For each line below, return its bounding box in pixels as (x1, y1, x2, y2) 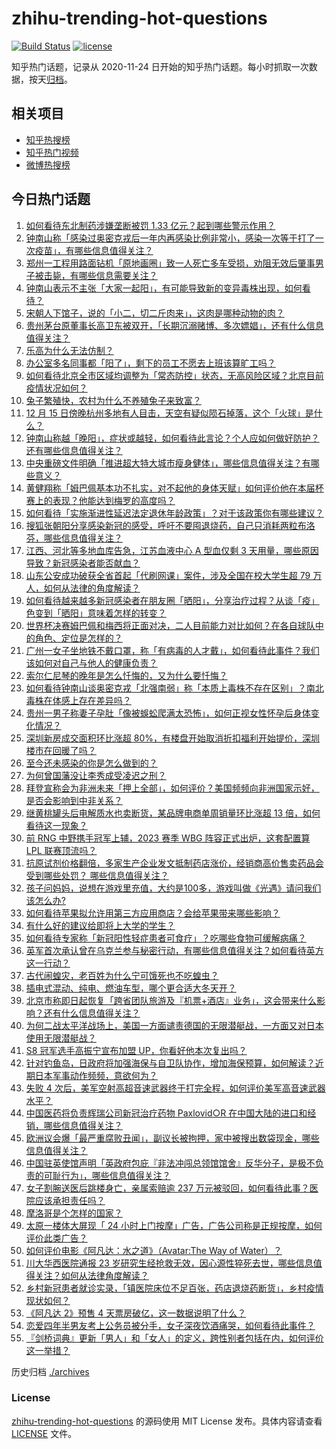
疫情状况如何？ (25, 382, 88, 394)
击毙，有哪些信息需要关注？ (43, 269, 158, 281)
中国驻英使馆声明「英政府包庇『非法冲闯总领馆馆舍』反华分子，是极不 (25, 1157, 316, 1169)
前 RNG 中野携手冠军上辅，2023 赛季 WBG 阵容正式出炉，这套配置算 (25, 832, 311, 844)
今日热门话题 (11, 191, 91, 208)
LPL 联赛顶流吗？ (25, 844, 98, 856)
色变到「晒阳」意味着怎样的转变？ (25, 607, 167, 619)
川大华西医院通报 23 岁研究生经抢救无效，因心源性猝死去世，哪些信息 (25, 1257, 314, 1269)
